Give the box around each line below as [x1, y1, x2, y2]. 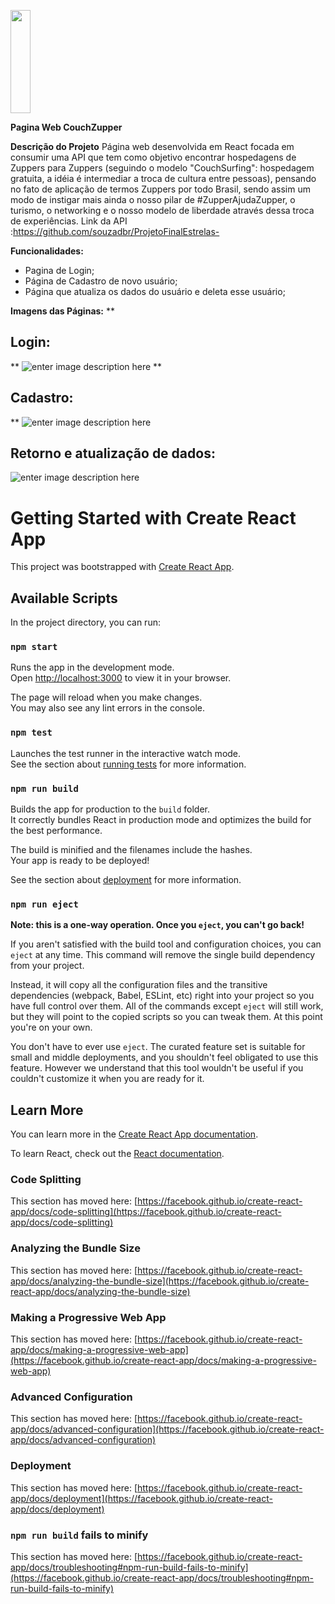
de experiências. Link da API [10, 215, 128, 227]
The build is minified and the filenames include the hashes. [10, 844, 253, 856]
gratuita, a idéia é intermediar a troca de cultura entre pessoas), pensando [10, 173, 317, 184]
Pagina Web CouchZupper [10, 121, 123, 133]
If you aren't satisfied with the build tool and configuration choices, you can [10, 938, 322, 950]
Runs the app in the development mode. [10, 661, 175, 674]
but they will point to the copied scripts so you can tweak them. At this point [10, 1011, 323, 1023]
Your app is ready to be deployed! [10, 855, 150, 867]
